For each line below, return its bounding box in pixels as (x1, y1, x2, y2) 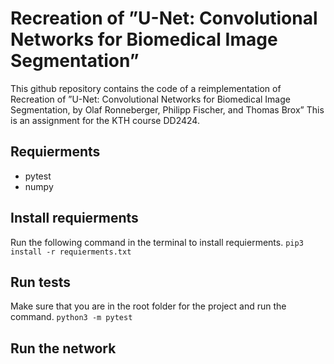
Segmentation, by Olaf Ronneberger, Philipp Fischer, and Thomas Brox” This (10, 103, 325, 116)
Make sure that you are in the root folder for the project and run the (10, 300, 287, 312)
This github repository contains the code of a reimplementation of (10, 82, 282, 94)
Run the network (10, 340, 117, 357)
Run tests (10, 273, 71, 291)
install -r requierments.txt (10, 247, 132, 257)
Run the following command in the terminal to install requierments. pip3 (10, 236, 304, 248)
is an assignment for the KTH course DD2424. (10, 114, 200, 126)
